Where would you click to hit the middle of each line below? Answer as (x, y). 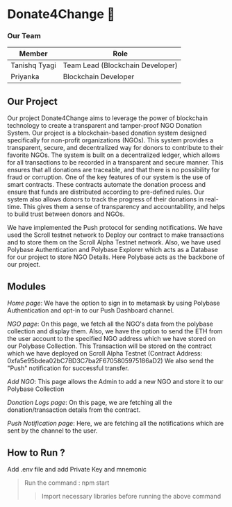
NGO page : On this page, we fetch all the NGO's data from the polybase (110, 324)
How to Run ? (36, 452)
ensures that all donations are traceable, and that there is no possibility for (114, 170)
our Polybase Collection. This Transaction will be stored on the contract (109, 346)
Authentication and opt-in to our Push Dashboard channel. (91, 310)
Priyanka (25, 77)
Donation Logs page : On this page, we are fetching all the (90, 403)
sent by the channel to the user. (52, 431)
